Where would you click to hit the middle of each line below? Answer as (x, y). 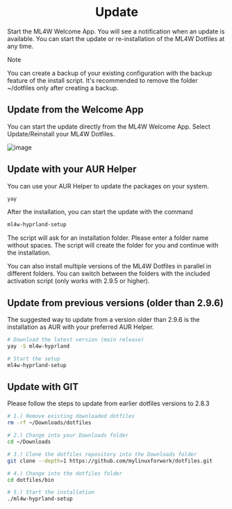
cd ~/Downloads (29, 442)
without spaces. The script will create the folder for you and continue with (113, 245)
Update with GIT (43, 387)
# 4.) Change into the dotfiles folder (65, 474)
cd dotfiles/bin (31, 480)
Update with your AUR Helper (72, 169)
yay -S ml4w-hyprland (39, 346)
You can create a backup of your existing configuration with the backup (110, 73)
